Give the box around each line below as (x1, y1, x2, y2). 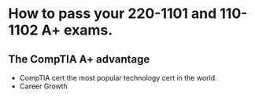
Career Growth (19, 81, 68, 91)
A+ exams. (41, 21, 113, 39)
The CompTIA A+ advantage (8, 52, 150, 66)
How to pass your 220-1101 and (8, 5, 217, 23)
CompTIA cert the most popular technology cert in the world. (19, 74, 218, 82)
